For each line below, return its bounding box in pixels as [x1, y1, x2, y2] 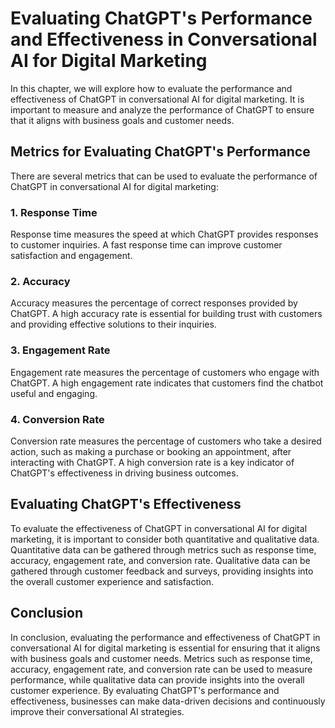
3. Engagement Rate [10, 343, 111, 357]
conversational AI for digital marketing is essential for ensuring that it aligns [10, 642, 321, 654]
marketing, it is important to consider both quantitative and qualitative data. [10, 533, 320, 545]
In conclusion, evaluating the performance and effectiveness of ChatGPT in [10, 631, 321, 643]
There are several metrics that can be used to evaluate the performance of [10, 170, 318, 182]
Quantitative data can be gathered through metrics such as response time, [10, 543, 317, 556]
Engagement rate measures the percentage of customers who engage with [10, 366, 320, 378]
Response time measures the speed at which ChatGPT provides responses [10, 228, 319, 241]
